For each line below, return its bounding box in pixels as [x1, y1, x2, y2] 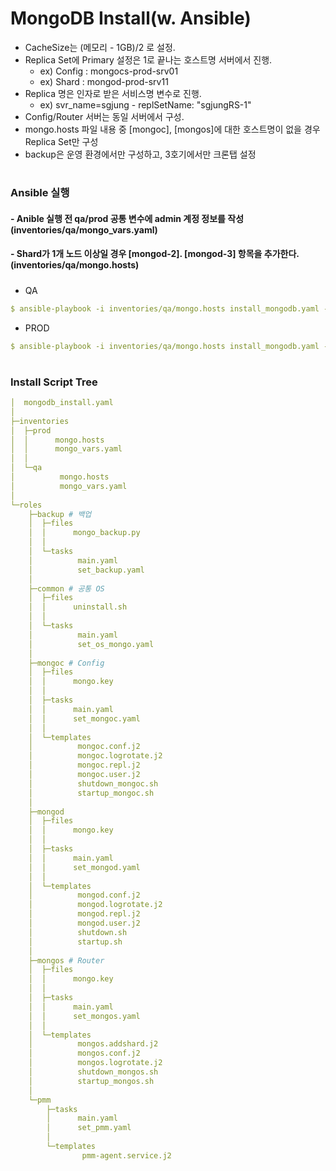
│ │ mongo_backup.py [28, 528, 141, 538]
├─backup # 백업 [28, 509, 92, 519]
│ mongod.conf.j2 [28, 890, 141, 901]
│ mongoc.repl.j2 [28, 760, 141, 771]
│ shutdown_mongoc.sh [28, 778, 159, 789]
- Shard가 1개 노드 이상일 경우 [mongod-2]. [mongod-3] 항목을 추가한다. [10, 248, 300, 260]
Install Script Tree [10, 375, 98, 389]
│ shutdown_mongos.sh [28, 1067, 159, 1077]
